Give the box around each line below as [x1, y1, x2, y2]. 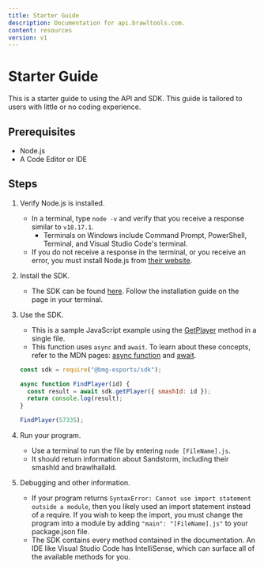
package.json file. [31, 527, 90, 537]
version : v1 [8, 33, 47, 42]
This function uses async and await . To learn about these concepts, [31, 341, 251, 352]
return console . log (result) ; [27, 394, 123, 403]
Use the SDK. [19, 310, 64, 319]
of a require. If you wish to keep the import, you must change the [31, 511, 243, 520]
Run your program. [19, 431, 81, 440]
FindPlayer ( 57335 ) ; [19, 416, 85, 424]
